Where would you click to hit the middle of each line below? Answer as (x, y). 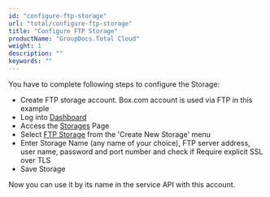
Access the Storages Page (65, 126)
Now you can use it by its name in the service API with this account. (122, 184)
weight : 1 (25, 46)
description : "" (36, 54)
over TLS (35, 160)
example (35, 108)
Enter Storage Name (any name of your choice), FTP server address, (135, 143)
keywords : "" (30, 62)
